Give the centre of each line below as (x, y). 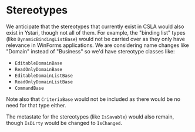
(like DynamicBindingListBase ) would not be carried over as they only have (95, 39)
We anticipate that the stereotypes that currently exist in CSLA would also (95, 26)
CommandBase (29, 88)
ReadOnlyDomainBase (38, 69)
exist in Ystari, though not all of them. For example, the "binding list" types (96, 32)
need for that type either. (36, 105)
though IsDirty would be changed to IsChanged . (64, 123)
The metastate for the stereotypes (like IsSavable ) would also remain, (90, 116)
